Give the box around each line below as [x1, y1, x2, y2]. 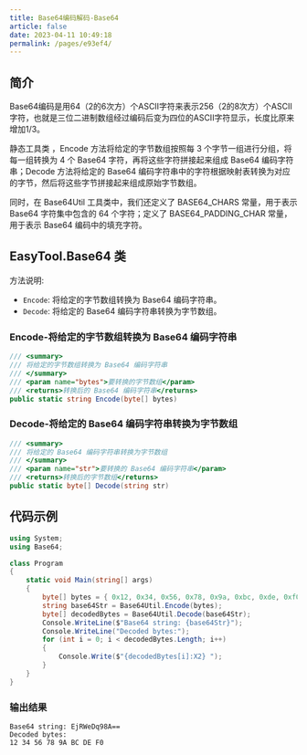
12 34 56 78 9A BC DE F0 [9, 738, 104, 747]
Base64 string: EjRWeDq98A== [9, 722, 121, 731]
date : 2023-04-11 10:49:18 [9, 30, 112, 39]
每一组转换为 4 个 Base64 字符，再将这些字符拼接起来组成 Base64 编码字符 [9, 154, 294, 165]
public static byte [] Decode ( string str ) [9, 481, 170, 491]
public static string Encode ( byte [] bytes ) [9, 394, 178, 404]
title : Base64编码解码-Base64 [9, 13, 119, 23]
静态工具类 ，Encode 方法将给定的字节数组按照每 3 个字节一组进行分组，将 [9, 143, 292, 154]
